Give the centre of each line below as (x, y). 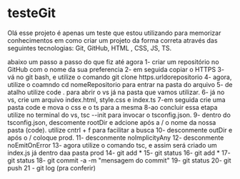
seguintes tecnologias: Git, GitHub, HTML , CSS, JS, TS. (90, 48)
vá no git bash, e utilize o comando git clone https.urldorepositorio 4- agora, (120, 77)
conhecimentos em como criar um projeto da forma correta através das (112, 40)
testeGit (31, 13)
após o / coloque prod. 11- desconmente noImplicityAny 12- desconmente (116, 138)
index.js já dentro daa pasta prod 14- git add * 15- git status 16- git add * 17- (119, 153)
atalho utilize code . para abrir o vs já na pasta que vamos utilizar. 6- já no (116, 92)
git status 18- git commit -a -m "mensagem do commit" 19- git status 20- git (119, 160)
